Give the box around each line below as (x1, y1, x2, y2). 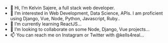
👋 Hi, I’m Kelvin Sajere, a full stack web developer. (10, 5, 116, 11)
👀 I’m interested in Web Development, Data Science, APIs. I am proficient (10, 10, 163, 16)
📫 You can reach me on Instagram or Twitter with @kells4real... (10, 32, 144, 38)
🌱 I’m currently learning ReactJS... (10, 21, 82, 27)
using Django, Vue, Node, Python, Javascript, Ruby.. (10, 16, 120, 21)
